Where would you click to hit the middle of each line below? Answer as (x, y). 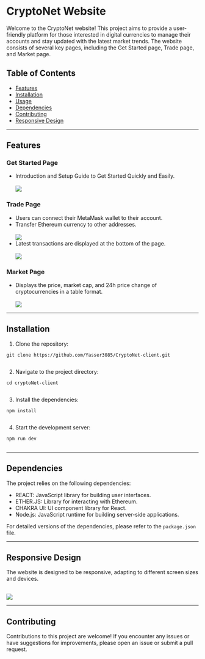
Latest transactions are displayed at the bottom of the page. (90, 243)
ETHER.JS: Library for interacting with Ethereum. (76, 501)
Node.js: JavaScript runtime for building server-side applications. (97, 514)
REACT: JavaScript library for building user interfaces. (83, 495)
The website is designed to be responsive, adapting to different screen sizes (102, 572)
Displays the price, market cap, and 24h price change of (86, 285)
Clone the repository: (42, 344)
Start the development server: (53, 427)
